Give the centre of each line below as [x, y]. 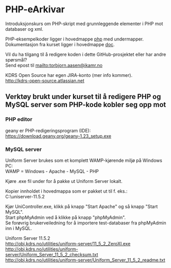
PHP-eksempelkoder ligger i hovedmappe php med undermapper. [75, 39]
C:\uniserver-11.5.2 [25, 196]
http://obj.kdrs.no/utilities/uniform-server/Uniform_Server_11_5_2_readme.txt [85, 260]
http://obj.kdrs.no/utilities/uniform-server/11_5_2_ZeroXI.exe [68, 243]
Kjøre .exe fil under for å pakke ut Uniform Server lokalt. [64, 181]
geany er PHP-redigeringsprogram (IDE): [48, 130]
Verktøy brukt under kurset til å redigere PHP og [83, 97]
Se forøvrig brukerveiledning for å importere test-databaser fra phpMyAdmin [86, 223]
